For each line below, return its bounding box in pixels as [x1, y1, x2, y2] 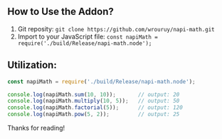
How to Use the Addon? [7, 6, 114, 18]
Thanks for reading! [7, 124, 65, 132]
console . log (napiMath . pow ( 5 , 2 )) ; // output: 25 [7, 110, 180, 118]
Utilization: [7, 59, 57, 71]
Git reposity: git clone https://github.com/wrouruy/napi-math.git [17, 24, 215, 33]
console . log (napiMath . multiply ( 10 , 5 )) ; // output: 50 [7, 98, 180, 105]
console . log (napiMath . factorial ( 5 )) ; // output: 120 [7, 104, 183, 111]
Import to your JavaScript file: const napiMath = [17, 32, 158, 41]
